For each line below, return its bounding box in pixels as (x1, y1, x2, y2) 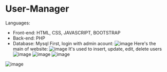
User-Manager (5, 3, 69, 15)
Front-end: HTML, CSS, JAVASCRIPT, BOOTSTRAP (12, 29, 121, 35)
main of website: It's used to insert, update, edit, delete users (12, 46, 162, 52)
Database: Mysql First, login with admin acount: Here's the (12, 40, 156, 46)
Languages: (5, 20, 30, 26)
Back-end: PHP (12, 35, 45, 41)
